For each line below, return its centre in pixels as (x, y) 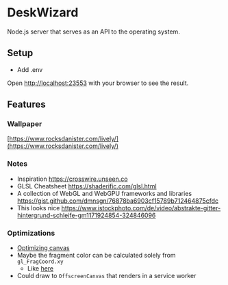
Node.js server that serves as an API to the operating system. (93, 32)
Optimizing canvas (43, 248)
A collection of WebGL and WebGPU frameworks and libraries (104, 193)
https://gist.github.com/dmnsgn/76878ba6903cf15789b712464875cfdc (118, 201)
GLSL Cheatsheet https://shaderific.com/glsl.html (87, 186)
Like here (40, 269)
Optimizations (31, 233)
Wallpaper (25, 124)
